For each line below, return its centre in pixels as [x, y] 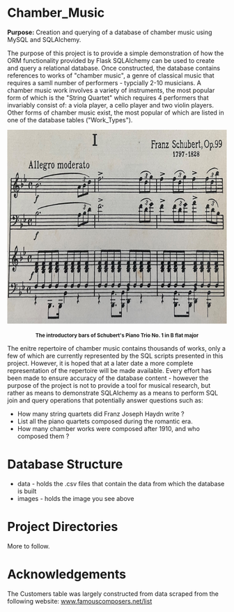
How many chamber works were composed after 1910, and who [109, 428]
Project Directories [63, 527]
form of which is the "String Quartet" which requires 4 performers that [108, 97]
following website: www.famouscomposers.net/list [80, 601]
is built [27, 491]
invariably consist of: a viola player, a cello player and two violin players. [111, 105]
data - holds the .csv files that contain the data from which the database [121, 483]
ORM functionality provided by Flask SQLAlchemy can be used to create [111, 60]
